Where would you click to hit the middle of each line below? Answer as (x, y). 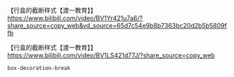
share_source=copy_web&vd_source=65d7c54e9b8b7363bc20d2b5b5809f (117, 26)
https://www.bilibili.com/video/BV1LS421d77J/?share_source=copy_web (111, 55)
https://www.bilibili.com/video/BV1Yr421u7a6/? (75, 18)
